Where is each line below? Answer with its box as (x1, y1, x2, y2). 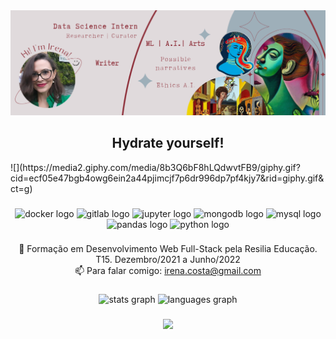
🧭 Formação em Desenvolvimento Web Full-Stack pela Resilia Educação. (18, 243, 318, 255)
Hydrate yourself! (111, 135, 225, 152)
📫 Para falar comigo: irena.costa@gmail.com (74, 265, 262, 277)
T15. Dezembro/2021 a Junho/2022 (95, 254, 241, 266)
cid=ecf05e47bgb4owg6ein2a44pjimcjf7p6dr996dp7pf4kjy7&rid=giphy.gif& (10, 172, 325, 184)
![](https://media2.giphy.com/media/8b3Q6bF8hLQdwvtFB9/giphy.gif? (10, 161, 301, 173)
